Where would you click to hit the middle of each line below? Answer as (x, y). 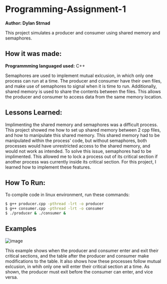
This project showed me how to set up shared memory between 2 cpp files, (83, 130)
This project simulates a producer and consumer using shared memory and (83, 32)
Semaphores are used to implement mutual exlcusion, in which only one (79, 75)
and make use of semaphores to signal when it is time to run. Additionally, (81, 86)
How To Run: (25, 183)
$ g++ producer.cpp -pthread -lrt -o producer (54, 204)
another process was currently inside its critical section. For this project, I (81, 161)
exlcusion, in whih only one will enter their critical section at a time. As (77, 266)
